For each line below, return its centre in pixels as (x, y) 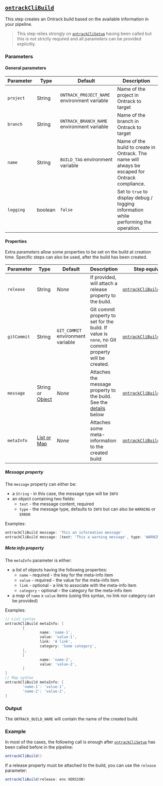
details (98, 409)
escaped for (131, 171)
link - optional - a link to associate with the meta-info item (78, 585)
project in (128, 95)
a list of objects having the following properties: (60, 570)
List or (44, 438)
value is (99, 334)
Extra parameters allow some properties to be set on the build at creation (78, 252)
